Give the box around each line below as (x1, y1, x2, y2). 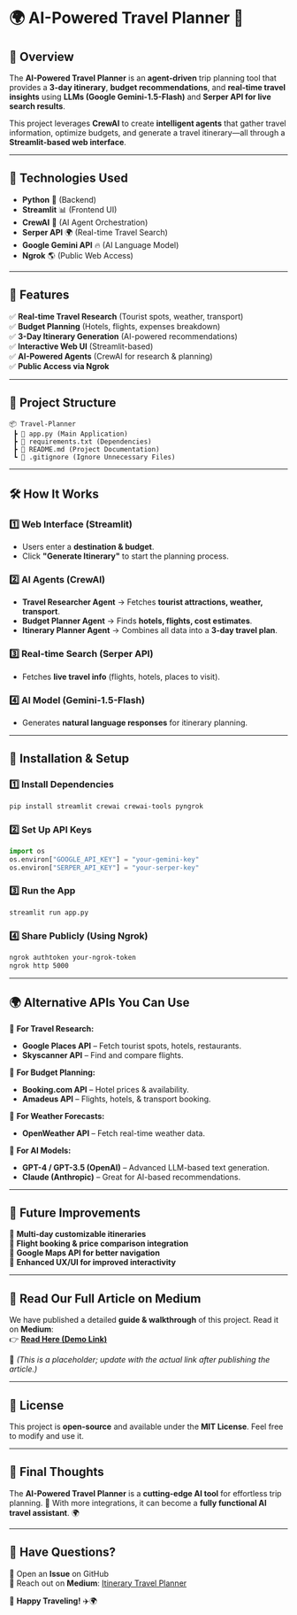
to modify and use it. (9, 1430, 84, 1441)
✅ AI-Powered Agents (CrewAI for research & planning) (9, 351, 214, 361)
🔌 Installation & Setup (9, 751, 130, 767)
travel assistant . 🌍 (9, 1507, 80, 1518)
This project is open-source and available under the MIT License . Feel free (9, 1421, 284, 1432)
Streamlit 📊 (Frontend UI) (21, 204, 118, 214)
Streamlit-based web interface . (9, 137, 126, 147)
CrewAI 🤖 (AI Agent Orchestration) (21, 217, 148, 228)
